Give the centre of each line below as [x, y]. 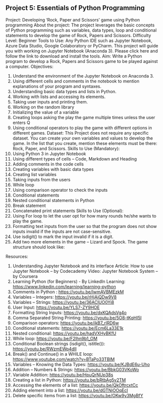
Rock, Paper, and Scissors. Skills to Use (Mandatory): [66, 148]
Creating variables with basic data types [53, 169]
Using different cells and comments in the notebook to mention [76, 81]
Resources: [17, 256]
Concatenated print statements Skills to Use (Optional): [68, 211]
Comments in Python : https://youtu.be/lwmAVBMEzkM [68, 292]
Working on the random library [43, 107]
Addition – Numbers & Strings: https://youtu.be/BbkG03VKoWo [76, 369]
